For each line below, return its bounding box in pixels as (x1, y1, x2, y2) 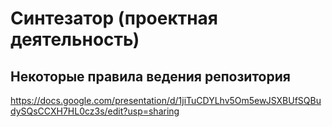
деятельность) (10, 28, 140, 51)
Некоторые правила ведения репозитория (10, 68, 291, 85)
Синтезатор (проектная (10, 7, 219, 30)
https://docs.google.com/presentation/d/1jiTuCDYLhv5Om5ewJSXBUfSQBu (10, 95, 322, 106)
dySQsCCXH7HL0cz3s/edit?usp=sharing (10, 105, 180, 117)
